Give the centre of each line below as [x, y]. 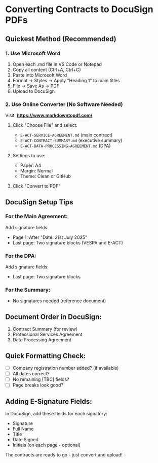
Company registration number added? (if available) [66, 368]
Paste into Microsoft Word [40, 75]
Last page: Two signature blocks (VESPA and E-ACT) [68, 242]
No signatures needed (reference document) [59, 301]
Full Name [23, 429]
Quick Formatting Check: [46, 356]
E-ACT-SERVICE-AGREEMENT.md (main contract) [66, 135]
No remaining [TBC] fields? [41, 379]
